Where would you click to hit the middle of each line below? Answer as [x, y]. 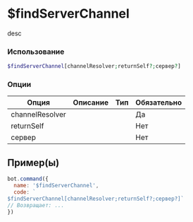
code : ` [25, 192]
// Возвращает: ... [36, 205]
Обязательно [159, 103]
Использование [36, 52]
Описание [91, 103]
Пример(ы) [33, 162]
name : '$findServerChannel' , [56, 186]
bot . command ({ [28, 179]
